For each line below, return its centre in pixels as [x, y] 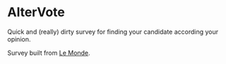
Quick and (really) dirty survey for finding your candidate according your [113, 32]
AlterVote [36, 12]
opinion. [19, 39]
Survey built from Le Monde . [49, 53]
